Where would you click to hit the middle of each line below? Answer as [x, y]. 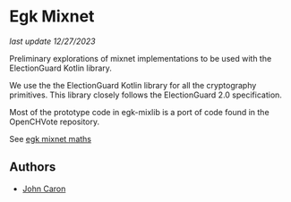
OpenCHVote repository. [55, 122]
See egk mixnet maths [51, 139]
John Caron [44, 189]
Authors [33, 167]
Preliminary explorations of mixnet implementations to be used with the [141, 58]
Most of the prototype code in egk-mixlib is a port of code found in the [140, 112]
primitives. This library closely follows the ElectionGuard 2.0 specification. [145, 95]
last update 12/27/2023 [52, 41]
